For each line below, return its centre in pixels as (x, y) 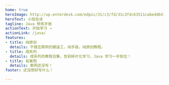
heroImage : (17, 14)
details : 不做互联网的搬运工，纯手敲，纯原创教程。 (57, 47)
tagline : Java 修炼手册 (28, 24)
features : (16, 38)
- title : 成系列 (21, 51)
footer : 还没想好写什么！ (29, 70)
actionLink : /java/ (26, 33)
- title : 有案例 (21, 61)
